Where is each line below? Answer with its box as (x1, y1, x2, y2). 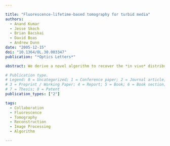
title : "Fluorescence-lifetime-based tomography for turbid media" (5, 12, 151, 17)
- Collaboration (10, 105, 44, 111)
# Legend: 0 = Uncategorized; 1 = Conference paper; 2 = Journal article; (5, 77, 166, 83)
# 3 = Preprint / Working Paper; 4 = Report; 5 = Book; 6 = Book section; (5, 82, 166, 87)
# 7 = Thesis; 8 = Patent (5, 87, 60, 92)
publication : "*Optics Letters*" (5, 54, 76, 59)
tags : (5, 100, 17, 105)
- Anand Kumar (10, 21, 39, 26)
